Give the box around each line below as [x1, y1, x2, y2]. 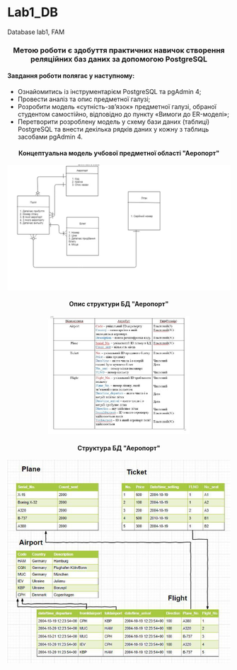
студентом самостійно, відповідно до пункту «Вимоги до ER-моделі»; [17, 110, 230, 119]
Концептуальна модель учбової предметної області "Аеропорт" [18, 149, 220, 157]
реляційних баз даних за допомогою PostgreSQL [30, 54, 207, 64]
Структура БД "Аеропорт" [77, 444, 161, 452]
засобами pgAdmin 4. [17, 132, 83, 141]
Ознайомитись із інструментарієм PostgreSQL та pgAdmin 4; [17, 88, 202, 96]
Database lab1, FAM [7, 28, 65, 36]
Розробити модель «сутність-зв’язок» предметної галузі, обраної [17, 103, 217, 111]
